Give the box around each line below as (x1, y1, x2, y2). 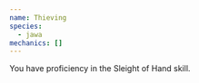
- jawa (17, 30, 43, 39)
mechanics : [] (9, 38, 64, 48)
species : (9, 22, 43, 31)
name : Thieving (9, 13, 67, 23)
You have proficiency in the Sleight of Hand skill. (9, 63, 191, 74)
